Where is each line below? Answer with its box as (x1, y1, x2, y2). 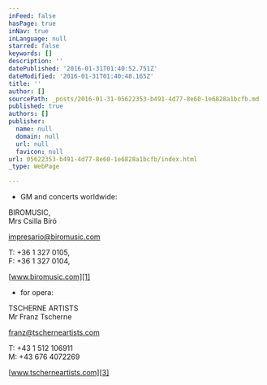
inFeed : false (8, 11, 57, 20)
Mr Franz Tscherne (8, 312, 72, 322)
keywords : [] (8, 49, 53, 58)
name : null (15, 125, 53, 133)
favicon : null (15, 148, 63, 156)
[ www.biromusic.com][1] (8, 272, 91, 282)
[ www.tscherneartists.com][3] (8, 368, 110, 378)
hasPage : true (8, 19, 57, 28)
